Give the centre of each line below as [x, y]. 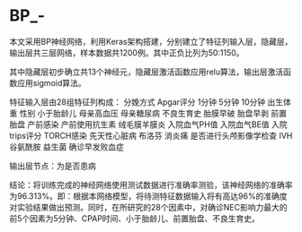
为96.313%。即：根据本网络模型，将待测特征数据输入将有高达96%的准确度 [148, 196]
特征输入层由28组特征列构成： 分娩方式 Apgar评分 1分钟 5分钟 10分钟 [138, 102]
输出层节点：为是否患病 [53, 166]
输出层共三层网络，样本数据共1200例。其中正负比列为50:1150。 [127, 52]
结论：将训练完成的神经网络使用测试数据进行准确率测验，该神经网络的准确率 [151, 185]
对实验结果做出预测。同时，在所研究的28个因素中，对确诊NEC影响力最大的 [148, 207]
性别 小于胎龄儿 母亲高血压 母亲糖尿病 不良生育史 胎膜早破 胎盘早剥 [144, 113]
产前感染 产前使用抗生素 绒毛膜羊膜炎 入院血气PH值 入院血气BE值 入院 [157, 124]
